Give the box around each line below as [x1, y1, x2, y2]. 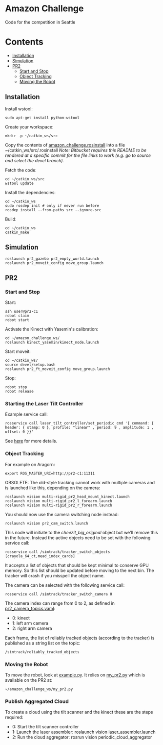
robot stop [5, 385, 27, 390]
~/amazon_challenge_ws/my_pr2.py [5, 687, 73, 692]
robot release [5, 389, 34, 394]
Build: [5, 216, 17, 222]
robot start [5, 318, 29, 323]
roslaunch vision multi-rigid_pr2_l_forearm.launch [5, 498, 112, 503]
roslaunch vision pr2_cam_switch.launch [5, 521, 89, 526]
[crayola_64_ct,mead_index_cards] [5, 553, 76, 559]
